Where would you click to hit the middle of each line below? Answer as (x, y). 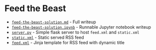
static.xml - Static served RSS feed (48, 37)
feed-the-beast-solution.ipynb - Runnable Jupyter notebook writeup (81, 27)
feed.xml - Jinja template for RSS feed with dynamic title (68, 42)
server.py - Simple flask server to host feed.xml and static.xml (75, 32)
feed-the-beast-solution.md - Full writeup (54, 22)
